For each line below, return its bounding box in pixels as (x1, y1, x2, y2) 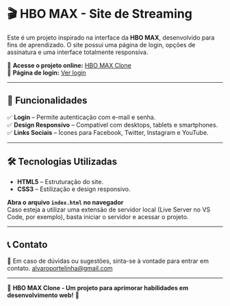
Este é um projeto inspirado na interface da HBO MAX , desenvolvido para (7, 33, 215, 42)
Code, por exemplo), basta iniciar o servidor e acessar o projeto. (7, 212, 189, 220)
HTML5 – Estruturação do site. (16, 177, 104, 186)
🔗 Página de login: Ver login (7, 68, 87, 77)
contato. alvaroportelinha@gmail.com (7, 264, 113, 272)
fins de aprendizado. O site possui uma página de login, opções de (7, 40, 196, 49)
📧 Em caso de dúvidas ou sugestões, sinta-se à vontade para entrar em (7, 257, 209, 265)
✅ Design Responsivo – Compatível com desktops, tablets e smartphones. (7, 120, 218, 129)
